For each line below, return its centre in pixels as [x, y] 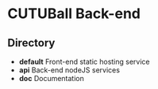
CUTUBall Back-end [74, 14]
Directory [31, 43]
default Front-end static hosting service [84, 61]
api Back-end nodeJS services [69, 70]
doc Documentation [52, 78]
